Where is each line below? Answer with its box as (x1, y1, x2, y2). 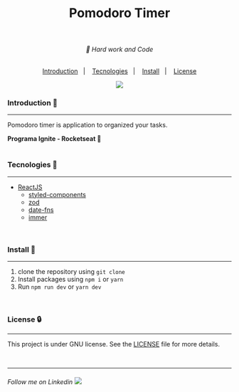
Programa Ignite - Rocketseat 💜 (7, 134, 102, 143)
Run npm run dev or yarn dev (17, 282, 102, 291)
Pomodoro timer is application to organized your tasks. (7, 121, 168, 129)
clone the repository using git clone (17, 267, 126, 276)
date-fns (28, 205, 54, 214)
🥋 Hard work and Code (85, 45, 154, 53)
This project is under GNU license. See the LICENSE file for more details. (7, 340, 221, 349)
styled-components (28, 190, 87, 198)
